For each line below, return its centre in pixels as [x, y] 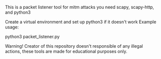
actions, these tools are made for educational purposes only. [66, 51]
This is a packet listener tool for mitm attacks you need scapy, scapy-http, [80, 7]
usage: [12, 27]
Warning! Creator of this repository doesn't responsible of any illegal [74, 46]
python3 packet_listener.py [32, 37]
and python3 [18, 12]
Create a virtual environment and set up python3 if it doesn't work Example [81, 22]
